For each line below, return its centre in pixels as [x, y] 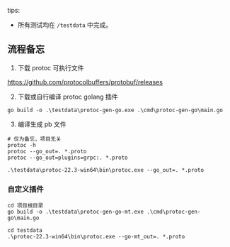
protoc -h [22, 145]
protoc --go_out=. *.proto [47, 151]
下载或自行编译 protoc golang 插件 [68, 97]
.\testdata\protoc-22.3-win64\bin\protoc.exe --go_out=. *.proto [105, 170]
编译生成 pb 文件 [42, 124]
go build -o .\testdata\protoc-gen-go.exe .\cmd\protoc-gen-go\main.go [115, 110]
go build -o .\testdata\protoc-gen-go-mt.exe [75, 212]
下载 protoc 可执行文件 [51, 67]
